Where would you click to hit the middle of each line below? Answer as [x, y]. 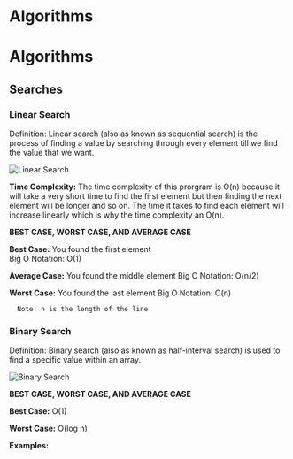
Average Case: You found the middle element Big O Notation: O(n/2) [134, 276]
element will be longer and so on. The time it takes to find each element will [147, 206]
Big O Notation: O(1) [46, 259]
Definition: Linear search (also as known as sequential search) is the [134, 134]
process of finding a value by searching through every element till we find [144, 143]
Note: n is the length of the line [83, 310]
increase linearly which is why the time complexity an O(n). [117, 215]
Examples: [29, 446]
